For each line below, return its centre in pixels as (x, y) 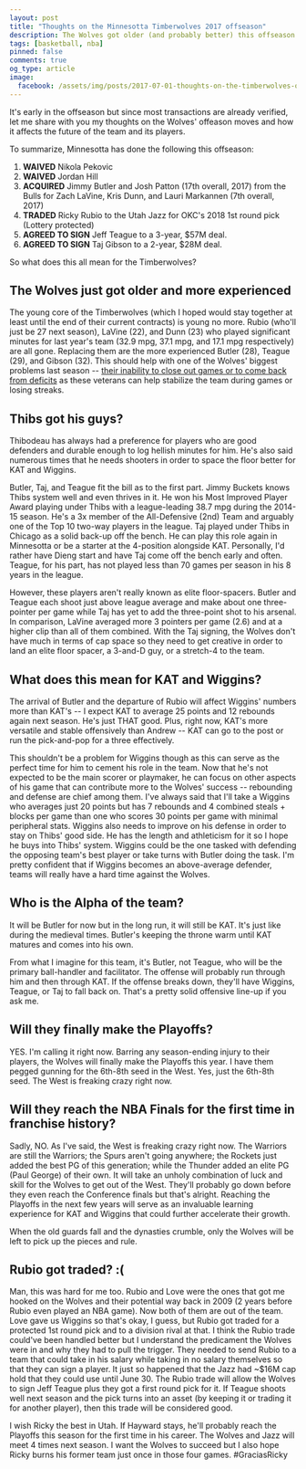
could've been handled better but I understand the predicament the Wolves (151, 1340)
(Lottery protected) (58, 225)
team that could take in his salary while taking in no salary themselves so (146, 1359)
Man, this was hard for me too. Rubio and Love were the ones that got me (147, 1292)
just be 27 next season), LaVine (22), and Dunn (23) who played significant (150, 332)
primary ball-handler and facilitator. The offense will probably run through (147, 971)
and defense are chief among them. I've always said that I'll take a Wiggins (150, 797)
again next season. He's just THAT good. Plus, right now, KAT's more (139, 721)
